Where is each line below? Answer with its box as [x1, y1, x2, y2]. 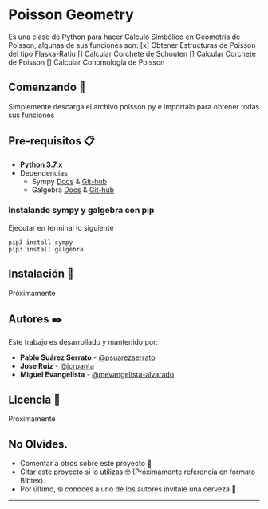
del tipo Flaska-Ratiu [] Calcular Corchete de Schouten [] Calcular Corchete [8, 49, 257, 58]
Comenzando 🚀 [8, 81, 86, 94]
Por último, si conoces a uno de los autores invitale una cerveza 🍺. [19, 484, 238, 494]
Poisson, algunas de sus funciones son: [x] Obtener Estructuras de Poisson [8, 40, 256, 49]
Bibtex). [19, 476, 45, 486]
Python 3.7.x [19, 160, 63, 169]
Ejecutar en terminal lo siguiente [8, 223, 114, 232]
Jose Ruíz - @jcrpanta [19, 361, 94, 371]
